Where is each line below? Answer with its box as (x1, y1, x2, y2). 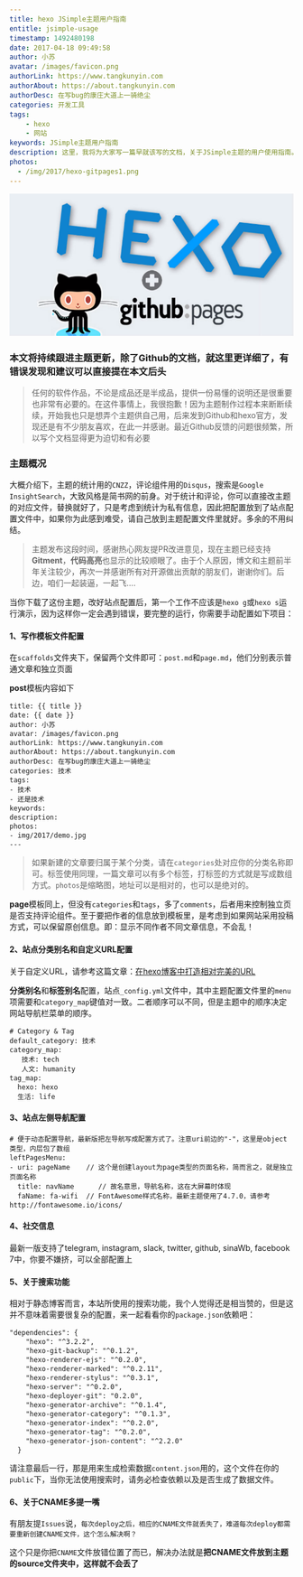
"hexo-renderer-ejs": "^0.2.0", (25, 1356, 147, 1365)
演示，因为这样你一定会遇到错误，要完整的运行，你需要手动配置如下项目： (16, 608, 294, 619)
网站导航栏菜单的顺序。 (9, 1007, 96, 1018)
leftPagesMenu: (9, 1152, 67, 1162)
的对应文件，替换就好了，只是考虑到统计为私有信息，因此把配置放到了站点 (9, 502, 286, 513)
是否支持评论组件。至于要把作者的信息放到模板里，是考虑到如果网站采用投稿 (9, 910, 294, 921)
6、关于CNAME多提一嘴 (9, 1496, 101, 1507)
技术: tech (21, 1055, 60, 1064)
